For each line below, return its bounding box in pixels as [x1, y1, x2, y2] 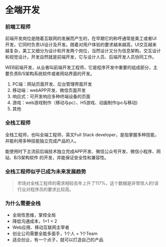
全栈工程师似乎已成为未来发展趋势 [5, 168, 86, 175]
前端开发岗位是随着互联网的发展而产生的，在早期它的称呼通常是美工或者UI [5, 36, 157, 41]
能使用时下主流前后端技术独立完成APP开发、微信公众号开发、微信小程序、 [5, 148, 157, 154]
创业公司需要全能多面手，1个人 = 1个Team [12, 231, 98, 237]
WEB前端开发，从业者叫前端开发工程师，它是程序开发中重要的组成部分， [5, 65, 154, 71]
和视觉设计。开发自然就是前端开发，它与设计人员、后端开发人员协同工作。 [5, 54, 157, 60]
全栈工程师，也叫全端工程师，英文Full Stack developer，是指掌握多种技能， [5, 131, 159, 137]
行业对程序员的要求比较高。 [17, 186, 74, 193]
